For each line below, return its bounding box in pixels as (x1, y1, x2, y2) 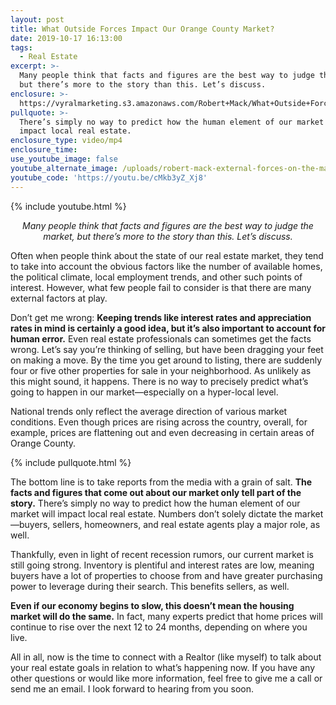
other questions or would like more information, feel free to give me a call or (10, 672, 323, 684)
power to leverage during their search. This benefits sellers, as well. (10, 580, 290, 592)
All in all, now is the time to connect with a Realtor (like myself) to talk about (10, 651, 322, 663)
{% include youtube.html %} (10, 200, 127, 212)
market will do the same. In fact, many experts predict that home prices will (10, 610, 323, 622)
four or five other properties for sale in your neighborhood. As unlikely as (10, 364, 312, 376)
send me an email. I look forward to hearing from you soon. (10, 682, 255, 695)
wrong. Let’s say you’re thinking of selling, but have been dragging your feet (10, 343, 324, 355)
